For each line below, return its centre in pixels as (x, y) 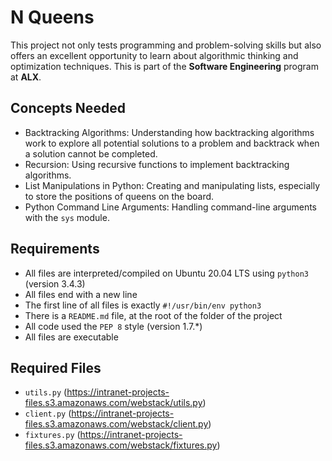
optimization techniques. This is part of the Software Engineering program (164, 66)
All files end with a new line (81, 294)
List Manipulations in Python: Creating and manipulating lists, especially (172, 185)
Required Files (56, 367)
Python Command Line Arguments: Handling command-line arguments (171, 207)
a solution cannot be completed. (91, 153)
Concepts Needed (68, 108)
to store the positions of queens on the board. (119, 196)
